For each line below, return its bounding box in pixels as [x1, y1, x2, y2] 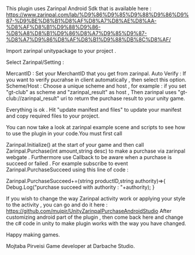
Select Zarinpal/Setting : [6, 58, 64, 66]
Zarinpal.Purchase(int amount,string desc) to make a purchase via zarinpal [6, 147, 186, 154]
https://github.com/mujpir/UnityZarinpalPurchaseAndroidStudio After [6, 208, 172, 214]
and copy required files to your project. [6, 112, 100, 119]
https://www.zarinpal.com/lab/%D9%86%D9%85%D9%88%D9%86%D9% [6, 11, 189, 18]
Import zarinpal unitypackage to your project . [6, 47, 117, 54]
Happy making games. [6, 231, 60, 238]
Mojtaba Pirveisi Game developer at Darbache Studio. [6, 243, 135, 249]
